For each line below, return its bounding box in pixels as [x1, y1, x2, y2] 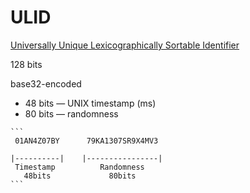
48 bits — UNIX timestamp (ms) [24, 97, 157, 109]
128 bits [10, 58, 43, 70]
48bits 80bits [23, 171, 137, 181]
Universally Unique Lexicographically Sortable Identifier [10, 39, 240, 51]
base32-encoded [10, 77, 82, 90]
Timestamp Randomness [14, 162, 145, 172]
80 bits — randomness [24, 107, 119, 120]
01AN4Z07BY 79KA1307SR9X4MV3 [14, 136, 159, 146]
